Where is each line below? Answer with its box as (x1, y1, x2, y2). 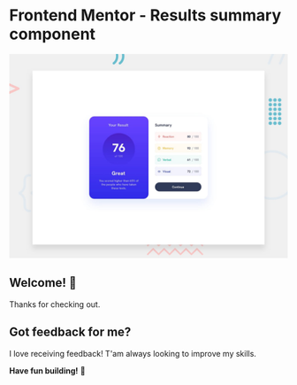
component (9, 24, 95, 44)
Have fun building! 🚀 (9, 365, 86, 376)
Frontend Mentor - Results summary (9, 5, 282, 26)
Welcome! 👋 (9, 275, 77, 290)
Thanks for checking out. (9, 298, 101, 310)
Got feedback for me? (9, 325, 132, 340)
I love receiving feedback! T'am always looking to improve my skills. (9, 348, 256, 358)
